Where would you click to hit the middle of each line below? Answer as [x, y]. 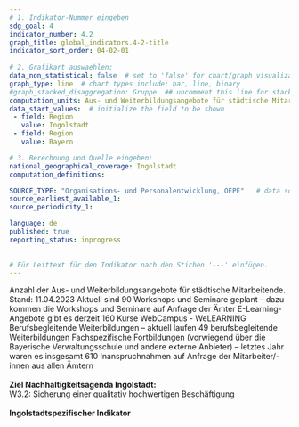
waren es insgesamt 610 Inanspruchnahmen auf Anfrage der [120, 357]
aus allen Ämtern [63, 365]
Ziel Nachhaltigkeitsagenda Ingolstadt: [83, 385]
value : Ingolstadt [55, 126]
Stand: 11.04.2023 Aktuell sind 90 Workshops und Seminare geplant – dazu [147, 300]
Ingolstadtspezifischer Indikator [70, 413]
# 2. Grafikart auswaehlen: [61, 68]
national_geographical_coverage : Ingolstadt [93, 166]
